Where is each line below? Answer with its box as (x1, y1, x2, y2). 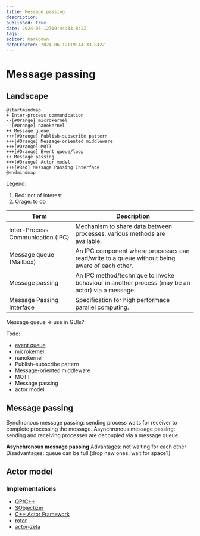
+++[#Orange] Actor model (6, 159, 70, 165)
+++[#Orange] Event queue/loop (6, 148, 84, 155)
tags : (6, 31, 20, 37)
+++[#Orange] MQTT (6, 144, 52, 149)
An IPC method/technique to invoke (75, 271, 174, 279)
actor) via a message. (75, 286, 136, 294)
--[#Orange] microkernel (6, 117, 68, 123)
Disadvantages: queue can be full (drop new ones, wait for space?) (6, 449, 171, 456)
